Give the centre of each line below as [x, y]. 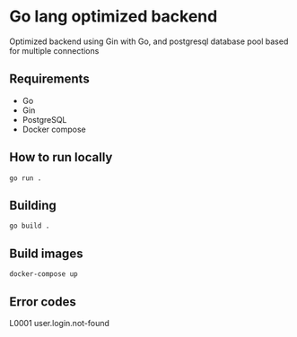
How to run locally [61, 157]
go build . [30, 226]
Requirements [49, 79]
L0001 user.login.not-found [60, 323]
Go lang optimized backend [114, 17]
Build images [46, 253]
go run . [26, 178]
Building [33, 205]
